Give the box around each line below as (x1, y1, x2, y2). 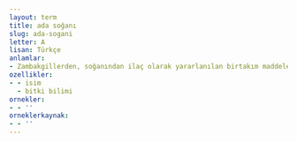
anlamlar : (9, 54, 46, 63)
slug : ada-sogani (9, 29, 73, 38)
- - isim (9, 78, 42, 87)
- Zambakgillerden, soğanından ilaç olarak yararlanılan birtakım (9, 63, 259, 71)
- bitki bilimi (17, 86, 73, 95)
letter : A (9, 37, 46, 47)
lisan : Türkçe (9, 46, 62, 55)
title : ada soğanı (9, 21, 77, 30)
